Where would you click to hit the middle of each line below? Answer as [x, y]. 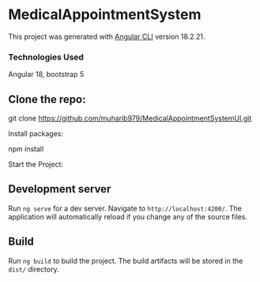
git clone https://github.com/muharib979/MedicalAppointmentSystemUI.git [130, 118]
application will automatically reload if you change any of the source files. [128, 216]
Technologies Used [46, 57]
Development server [60, 189]
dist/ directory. [34, 269]
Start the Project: [36, 165]
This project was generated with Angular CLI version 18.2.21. [107, 36]
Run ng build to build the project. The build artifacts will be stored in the [126, 261]
